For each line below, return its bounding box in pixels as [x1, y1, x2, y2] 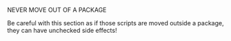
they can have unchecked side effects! [7, 27, 117, 34]
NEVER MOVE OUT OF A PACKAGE [7, 6, 107, 14]
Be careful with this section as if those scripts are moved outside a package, [7, 19, 224, 27]
